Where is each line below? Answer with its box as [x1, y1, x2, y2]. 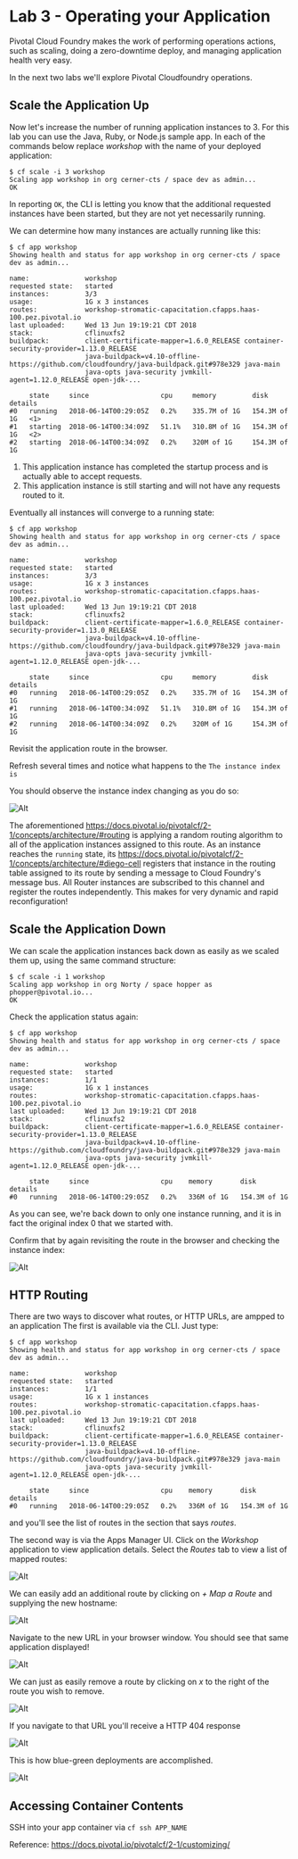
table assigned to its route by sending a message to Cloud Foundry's [9, 867, 262, 878]
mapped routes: [9, 1554, 68, 1564]
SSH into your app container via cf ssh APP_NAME [9, 1822, 188, 1833]
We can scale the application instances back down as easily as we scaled [9, 945, 279, 956]
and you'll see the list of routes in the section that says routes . [9, 1517, 238, 1528]
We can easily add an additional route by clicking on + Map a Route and [9, 1589, 273, 1599]
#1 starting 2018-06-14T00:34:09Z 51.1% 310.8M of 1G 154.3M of [9, 422, 289, 431]
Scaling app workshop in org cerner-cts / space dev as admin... [9, 175, 256, 184]
